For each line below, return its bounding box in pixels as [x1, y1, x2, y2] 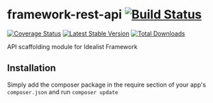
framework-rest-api [7, 7, 122, 23]
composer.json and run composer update [7, 87, 118, 95]
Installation [7, 62, 56, 74]
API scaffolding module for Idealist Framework [7, 42, 138, 50]
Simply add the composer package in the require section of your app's [7, 80, 207, 89]
